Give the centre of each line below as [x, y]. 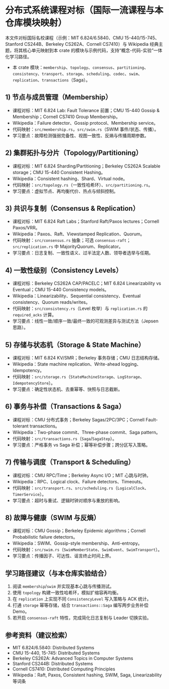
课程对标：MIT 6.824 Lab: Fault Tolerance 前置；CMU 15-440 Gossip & [86, 110]
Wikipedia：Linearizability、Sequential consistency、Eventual [76, 296]
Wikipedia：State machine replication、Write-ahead [66, 364]
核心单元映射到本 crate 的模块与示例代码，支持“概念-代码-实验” [88, 50]
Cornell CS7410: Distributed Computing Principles [64, 669]
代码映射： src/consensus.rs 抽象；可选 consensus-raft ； [72, 240]
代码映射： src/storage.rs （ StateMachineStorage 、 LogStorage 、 [78, 377]
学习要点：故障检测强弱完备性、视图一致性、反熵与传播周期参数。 [80, 135]
